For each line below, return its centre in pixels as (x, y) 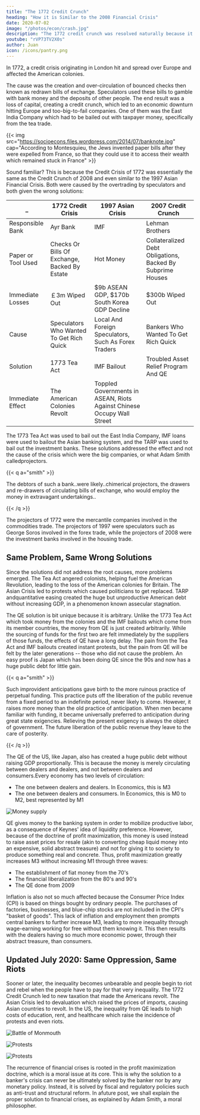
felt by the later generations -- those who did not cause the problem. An (94, 653)
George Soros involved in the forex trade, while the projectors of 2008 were (99, 532)
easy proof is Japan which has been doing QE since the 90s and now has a (99, 659)
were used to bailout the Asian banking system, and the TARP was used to (97, 441)
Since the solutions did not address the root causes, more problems (89, 572)
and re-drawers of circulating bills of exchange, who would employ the (93, 490)
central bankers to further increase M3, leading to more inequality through (97, 922)
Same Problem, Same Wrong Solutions (79, 557)
